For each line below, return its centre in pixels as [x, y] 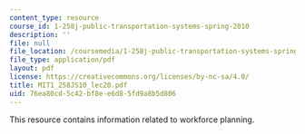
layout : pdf [32, 69]
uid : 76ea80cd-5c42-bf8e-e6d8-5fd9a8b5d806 [93, 93]
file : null [30, 43]
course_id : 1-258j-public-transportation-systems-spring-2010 [129, 26]
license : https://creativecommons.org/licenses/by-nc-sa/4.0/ [129, 77]
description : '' [40, 34]
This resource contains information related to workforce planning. [132, 120]
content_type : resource [54, 18]
